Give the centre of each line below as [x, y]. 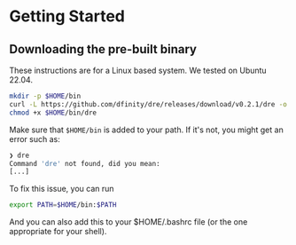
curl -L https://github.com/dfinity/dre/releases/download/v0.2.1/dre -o [148, 104]
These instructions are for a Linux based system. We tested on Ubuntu [138, 70]
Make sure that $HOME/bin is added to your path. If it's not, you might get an [146, 130]
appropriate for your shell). [58, 232]
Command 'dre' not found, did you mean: [85, 163]
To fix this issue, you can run [62, 189]
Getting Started [67, 16]
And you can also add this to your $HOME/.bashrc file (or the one [129, 222]
